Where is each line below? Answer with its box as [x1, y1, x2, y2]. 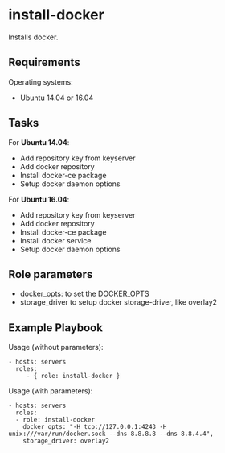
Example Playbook [8, 321, 103, 335]
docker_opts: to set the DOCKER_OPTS [19, 289, 149, 299]
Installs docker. [8, 32, 59, 42]
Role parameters [8, 268, 93, 281]
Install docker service [19, 235, 92, 245]
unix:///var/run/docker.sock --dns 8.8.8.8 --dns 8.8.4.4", [8, 430, 215, 438]
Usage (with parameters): [8, 386, 93, 396]
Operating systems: [8, 77, 74, 86]
